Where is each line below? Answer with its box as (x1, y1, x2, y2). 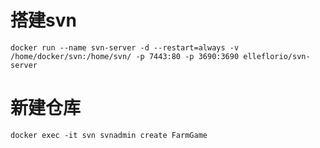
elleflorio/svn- (243, 51, 311, 61)
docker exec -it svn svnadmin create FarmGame (10, 130, 208, 140)
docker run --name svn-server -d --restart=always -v (10, 42, 240, 53)
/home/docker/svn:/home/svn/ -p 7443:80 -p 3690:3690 (10, 51, 240, 61)
